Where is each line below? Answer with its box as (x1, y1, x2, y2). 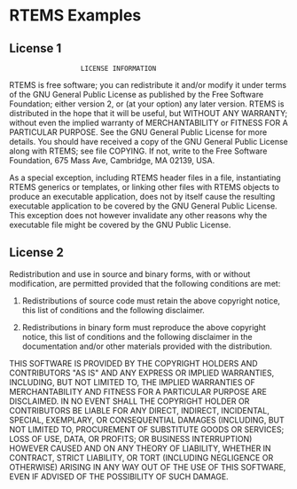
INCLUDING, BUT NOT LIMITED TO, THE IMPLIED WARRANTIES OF (9, 376, 255, 387)
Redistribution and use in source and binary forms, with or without (9, 268, 251, 280)
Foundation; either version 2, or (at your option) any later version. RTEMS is (9, 99, 285, 109)
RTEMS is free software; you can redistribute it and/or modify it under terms (9, 80, 286, 90)
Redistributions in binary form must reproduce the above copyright (21, 321, 266, 333)
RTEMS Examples (9, 5, 142, 26)
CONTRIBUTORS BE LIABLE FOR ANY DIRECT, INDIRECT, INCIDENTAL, (9, 405, 270, 415)
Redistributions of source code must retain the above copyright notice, (21, 295, 281, 306)
